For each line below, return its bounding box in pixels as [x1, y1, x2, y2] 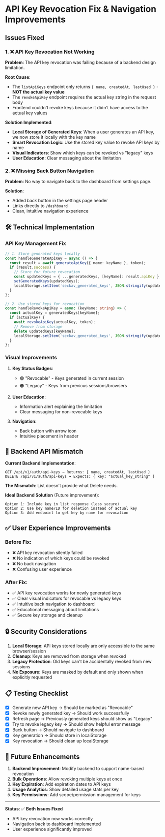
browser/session [12, 648, 46, 654]
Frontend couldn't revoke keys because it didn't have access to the [12, 104, 148, 110]
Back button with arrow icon [19, 428, 77, 434]
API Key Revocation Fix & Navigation [5, 3, 157, 15]
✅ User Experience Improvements [5, 524, 111, 532]
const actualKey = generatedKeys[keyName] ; [9, 310, 100, 315]
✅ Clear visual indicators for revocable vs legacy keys [12, 595, 122, 601]
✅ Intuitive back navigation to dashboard [12, 601, 95, 607]
